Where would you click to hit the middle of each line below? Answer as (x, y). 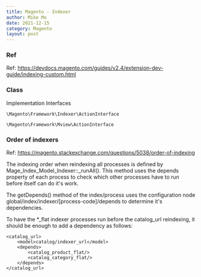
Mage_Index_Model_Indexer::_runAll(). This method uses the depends (92, 171)
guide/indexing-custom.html (41, 74)
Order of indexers (32, 140)
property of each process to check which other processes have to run (93, 177)
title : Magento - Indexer (38, 12)
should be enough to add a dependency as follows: (70, 226)
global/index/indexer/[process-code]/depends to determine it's (85, 201)
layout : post (22, 34)
